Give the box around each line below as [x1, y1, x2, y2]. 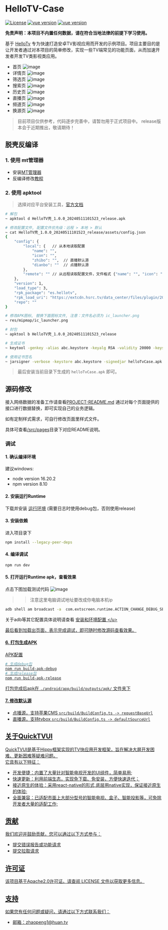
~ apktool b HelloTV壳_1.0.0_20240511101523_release [5, 332, 116, 337]
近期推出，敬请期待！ [30, 124, 75, 130]
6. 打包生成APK [5, 640, 37, 646]
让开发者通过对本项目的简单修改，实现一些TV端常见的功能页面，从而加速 [5, 47, 156, 53]
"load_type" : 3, [14, 286, 48, 291]
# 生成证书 [5, 341, 25, 346]
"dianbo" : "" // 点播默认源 [31, 262, 89, 267]
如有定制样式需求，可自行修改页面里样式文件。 [5, 416, 101, 422]
